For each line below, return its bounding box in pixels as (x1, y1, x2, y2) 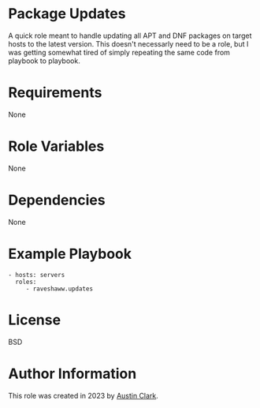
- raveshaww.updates (25, 285, 93, 293)
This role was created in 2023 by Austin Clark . (8, 391, 159, 400)
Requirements (8, 84, 102, 102)
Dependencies (8, 191, 106, 209)
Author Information (8, 365, 137, 383)
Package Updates (8, 5, 126, 23)
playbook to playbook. (8, 56, 80, 66)
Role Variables (8, 137, 105, 155)
